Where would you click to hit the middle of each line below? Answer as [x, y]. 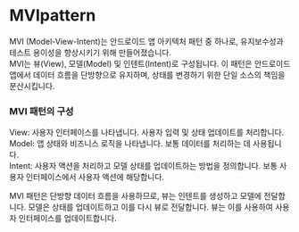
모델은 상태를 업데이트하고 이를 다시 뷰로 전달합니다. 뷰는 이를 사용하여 [151, 207]
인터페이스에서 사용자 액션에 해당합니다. [95, 177]
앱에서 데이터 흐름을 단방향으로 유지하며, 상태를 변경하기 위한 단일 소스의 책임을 [147, 75]
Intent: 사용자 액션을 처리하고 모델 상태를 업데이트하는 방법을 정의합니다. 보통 [144, 166]
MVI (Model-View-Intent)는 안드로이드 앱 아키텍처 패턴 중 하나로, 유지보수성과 [146, 41]
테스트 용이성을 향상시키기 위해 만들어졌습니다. [91, 52]
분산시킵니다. [32, 86]
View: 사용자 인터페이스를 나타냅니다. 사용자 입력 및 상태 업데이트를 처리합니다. [147, 133]
